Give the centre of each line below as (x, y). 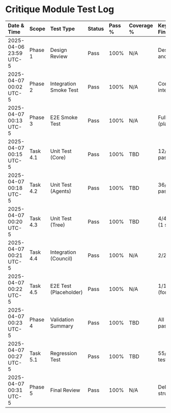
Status (96, 28)
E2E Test (61, 286)
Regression (64, 353)
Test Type (63, 28)
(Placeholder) (66, 292)
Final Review (65, 390)
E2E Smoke (64, 117)
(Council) (61, 258)
